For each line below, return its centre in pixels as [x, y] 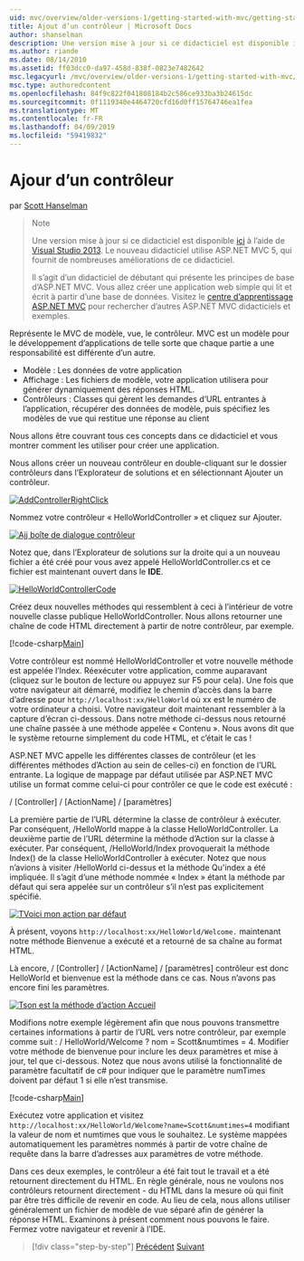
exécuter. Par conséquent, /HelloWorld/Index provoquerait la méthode [140, 848]
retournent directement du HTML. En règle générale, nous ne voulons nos [147, 1180]
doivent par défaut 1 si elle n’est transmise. [89, 1080]
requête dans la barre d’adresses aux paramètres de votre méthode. [137, 1153]
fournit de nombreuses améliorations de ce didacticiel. [133, 260]
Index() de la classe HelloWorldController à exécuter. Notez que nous [138, 857]
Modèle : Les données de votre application [102, 370]
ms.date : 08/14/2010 [48, 60]
